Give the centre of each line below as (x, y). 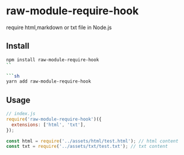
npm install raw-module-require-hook (53, 60)
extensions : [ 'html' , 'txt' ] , (49, 125)
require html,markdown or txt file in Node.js (59, 27)
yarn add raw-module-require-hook (49, 81)
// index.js (21, 114)
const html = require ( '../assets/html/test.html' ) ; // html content (92, 141)
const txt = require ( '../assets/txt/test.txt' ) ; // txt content (87, 147)
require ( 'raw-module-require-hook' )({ (54, 119)
